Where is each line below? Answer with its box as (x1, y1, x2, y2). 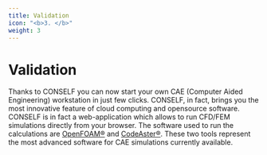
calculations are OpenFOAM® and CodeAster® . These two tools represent (8, 129, 251, 139)
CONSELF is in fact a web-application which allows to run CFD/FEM (8, 112, 231, 122)
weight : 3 (8, 26, 41, 34)
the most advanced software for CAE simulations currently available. (8, 138, 234, 147)
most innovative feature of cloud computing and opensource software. (8, 104, 241, 114)
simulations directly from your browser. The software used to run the (8, 121, 234, 130)
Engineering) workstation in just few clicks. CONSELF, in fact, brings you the (8, 95, 259, 105)
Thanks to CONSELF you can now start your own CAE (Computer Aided (8, 87, 243, 96)
